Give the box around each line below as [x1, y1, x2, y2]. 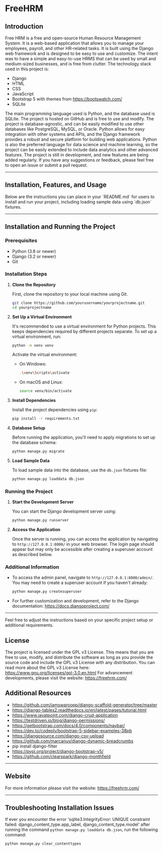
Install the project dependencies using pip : [12, 407, 98, 413]
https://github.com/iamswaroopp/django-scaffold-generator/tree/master [12, 702, 158, 708]
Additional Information [5, 564, 60, 570]
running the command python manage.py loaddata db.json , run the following [5, 827, 158, 833]
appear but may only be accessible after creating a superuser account [12, 546, 153, 552]
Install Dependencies [12, 398, 56, 403]
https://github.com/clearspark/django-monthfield [12, 753, 111, 759]
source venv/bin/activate [19, 389, 72, 394]
